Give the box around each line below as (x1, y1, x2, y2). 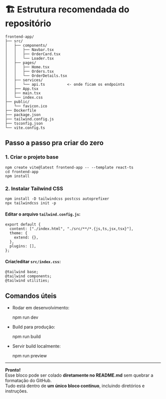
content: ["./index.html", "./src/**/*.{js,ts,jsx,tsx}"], (9, 227, 134, 231)
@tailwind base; (5, 270, 39, 275)
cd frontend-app (5, 169, 39, 174)
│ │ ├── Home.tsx (5, 64, 50, 69)
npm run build (12, 334, 41, 340)
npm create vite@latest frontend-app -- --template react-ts (5, 165, 134, 170)
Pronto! (5, 367, 21, 373)
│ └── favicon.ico (5, 104, 48, 109)
